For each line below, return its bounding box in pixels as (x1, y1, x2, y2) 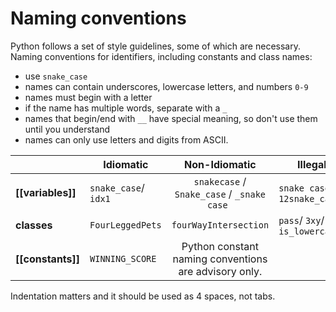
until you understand (24, 123, 111, 135)
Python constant (181, 239, 259, 253)
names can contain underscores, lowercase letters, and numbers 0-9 (24, 80, 309, 92)
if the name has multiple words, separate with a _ (24, 102, 228, 114)
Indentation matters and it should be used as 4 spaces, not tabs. (10, 290, 276, 302)
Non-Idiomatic (184, 157, 257, 171)
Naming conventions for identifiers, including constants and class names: (10, 50, 313, 62)
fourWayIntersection (171, 219, 270, 231)
